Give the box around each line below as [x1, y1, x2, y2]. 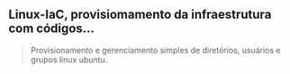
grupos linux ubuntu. [30, 53, 108, 65]
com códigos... [8, 21, 95, 37]
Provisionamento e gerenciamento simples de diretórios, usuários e [30, 45, 281, 55]
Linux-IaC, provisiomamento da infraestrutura [8, 7, 272, 22]
